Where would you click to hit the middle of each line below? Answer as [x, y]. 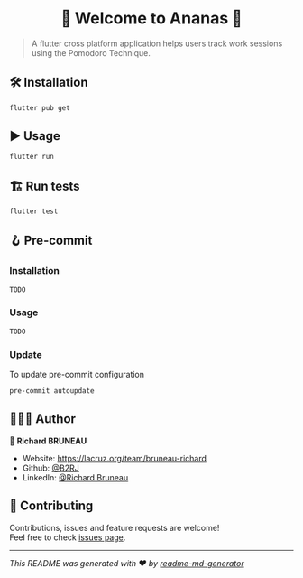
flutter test [34, 211]
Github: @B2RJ [50, 468]
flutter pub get [40, 107]
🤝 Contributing [51, 506]
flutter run [32, 157]
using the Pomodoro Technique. [91, 52]
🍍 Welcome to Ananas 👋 [151, 19]
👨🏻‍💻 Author [43, 419]
